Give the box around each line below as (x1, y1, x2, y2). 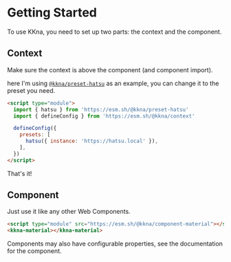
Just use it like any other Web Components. (7, 208, 131, 216)
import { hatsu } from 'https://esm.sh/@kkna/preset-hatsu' (13, 106, 189, 113)
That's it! (7, 169, 32, 177)
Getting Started (7, 5, 98, 21)
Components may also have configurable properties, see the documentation (7, 239, 223, 248)
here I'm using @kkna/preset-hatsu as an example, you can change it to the (7, 79, 219, 87)
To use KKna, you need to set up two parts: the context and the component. (7, 28, 222, 36)
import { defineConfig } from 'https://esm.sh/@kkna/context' (13, 112, 195, 120)
